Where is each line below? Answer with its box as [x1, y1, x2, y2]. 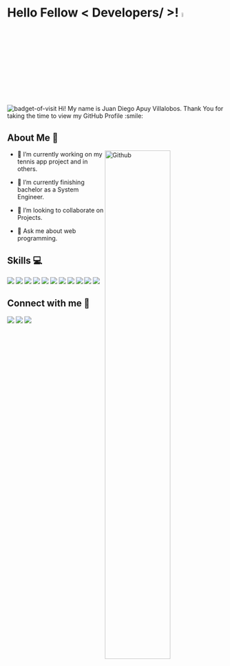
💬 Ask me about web [17, 227, 76, 235]
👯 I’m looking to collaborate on [17, 206, 104, 214]
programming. [17, 234, 58, 242]
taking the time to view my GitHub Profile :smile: [7, 112, 143, 120]
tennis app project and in [17, 157, 88, 165]
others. [17, 165, 38, 173]
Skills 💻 [7, 255, 43, 267]
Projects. [17, 214, 43, 221]
